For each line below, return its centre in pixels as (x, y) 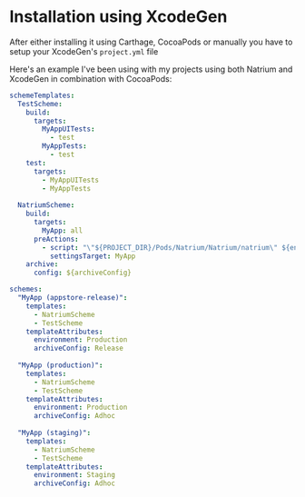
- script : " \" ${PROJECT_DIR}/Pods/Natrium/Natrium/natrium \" (160, 247)
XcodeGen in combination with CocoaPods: (91, 78)
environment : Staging (74, 475)
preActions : (56, 239)
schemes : (26, 289)
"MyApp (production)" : (60, 365)
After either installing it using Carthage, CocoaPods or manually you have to (151, 42)
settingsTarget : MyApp (93, 256)
